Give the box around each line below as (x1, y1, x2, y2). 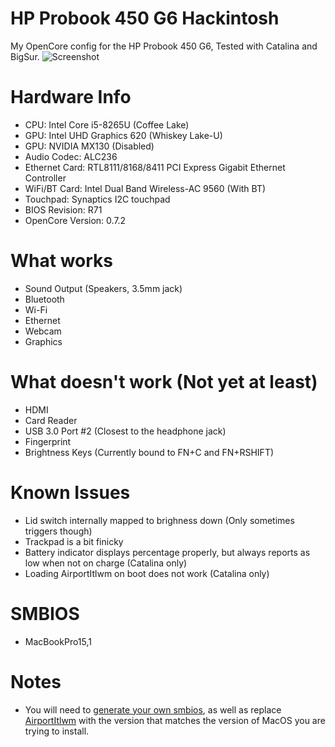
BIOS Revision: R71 (24, 203, 103, 216)
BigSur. (10, 50, 40, 62)
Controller (24, 172, 67, 184)
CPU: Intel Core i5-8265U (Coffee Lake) (24, 118, 190, 131)
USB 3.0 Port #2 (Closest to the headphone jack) (24, 425, 227, 437)
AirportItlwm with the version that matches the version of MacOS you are (24, 714, 326, 726)
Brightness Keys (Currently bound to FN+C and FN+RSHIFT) (24, 446, 275, 458)
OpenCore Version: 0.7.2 (24, 214, 127, 226)
